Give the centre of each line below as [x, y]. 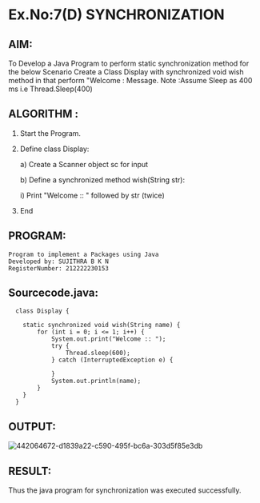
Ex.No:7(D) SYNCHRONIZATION [117, 15]
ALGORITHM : [43, 114]
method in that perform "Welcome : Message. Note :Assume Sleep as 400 [130, 80]
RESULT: [30, 471]
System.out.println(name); [96, 381]
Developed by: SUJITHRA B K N [59, 261]
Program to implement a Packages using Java [84, 254]
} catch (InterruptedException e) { [112, 360]
